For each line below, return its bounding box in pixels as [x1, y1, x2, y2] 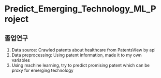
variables [11, 57, 30, 63]
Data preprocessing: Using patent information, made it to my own [11, 52, 142, 58]
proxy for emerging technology [11, 67, 73, 73]
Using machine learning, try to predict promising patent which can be [11, 63, 150, 68]
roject [4, 13, 29, 25]
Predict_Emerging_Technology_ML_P [4, 3, 157, 14]
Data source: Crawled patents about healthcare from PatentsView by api [11, 47, 156, 52]
